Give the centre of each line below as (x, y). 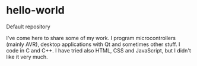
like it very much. (27, 57)
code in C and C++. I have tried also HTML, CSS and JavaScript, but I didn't (99, 50)
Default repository (28, 27)
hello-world (36, 10)
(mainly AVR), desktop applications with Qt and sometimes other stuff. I (93, 44)
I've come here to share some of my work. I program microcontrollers (91, 38)
